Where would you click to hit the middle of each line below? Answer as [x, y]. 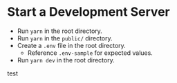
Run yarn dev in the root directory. [66, 60]
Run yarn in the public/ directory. [65, 38]
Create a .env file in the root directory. [71, 45]
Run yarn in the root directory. [59, 31]
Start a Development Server [89, 12]
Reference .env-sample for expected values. [90, 53]
